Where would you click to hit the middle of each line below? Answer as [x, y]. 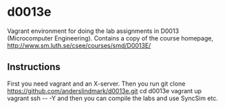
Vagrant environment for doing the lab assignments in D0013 [93, 31]
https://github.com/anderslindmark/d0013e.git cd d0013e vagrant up [104, 90]
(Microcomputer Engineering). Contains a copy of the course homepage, [110, 38]
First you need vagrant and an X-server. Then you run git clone [96, 84]
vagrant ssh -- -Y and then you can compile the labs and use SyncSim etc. [112, 98]
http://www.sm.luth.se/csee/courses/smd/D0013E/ [79, 45]
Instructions [34, 67]
